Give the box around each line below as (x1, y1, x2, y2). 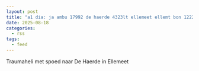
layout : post (6, 8, 38, 15)
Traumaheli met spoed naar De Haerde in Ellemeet (6, 57, 129, 65)
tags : (6, 36, 20, 42)
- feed (11, 42, 28, 48)
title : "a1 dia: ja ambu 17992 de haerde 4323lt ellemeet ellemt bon (6, 14, 182, 20)
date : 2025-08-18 (6, 20, 49, 25)
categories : (6, 25, 36, 31)
